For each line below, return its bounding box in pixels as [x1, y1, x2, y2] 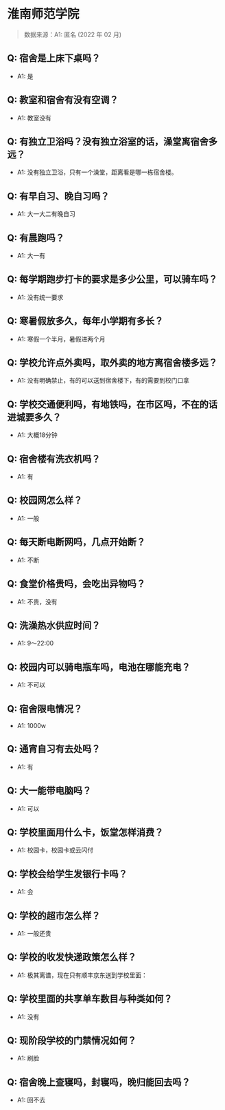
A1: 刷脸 [16, 1054, 40, 1063]
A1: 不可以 [16, 681, 46, 689]
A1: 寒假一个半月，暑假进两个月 [16, 334, 106, 343]
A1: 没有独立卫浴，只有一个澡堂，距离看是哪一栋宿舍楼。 [16, 168, 178, 176]
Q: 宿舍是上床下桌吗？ [7, 52, 101, 64]
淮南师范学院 [7, 6, 80, 22]
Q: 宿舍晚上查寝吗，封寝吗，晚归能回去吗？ [7, 1076, 191, 1088]
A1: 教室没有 [16, 114, 51, 122]
